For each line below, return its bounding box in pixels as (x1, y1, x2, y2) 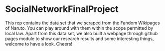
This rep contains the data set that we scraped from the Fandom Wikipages (5, 20, 161, 26)
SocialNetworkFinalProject (5, 3, 119, 15)
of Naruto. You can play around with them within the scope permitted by (5, 25, 154, 31)
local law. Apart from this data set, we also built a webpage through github (5, 30, 158, 36)
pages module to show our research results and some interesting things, (5, 36, 154, 42)
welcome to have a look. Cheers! (5, 41, 73, 47)
